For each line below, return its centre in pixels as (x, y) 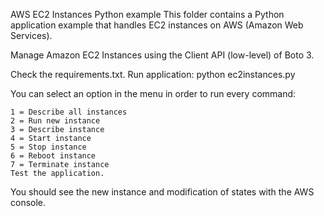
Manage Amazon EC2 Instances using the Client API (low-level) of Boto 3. (162, 55)
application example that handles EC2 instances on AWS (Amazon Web (157, 25)
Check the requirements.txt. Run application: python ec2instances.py (153, 74)
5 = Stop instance (48, 147)
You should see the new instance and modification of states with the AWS (162, 192)
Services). (31, 35)
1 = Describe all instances (69, 112)
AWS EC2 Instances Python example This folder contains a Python (147, 14)
